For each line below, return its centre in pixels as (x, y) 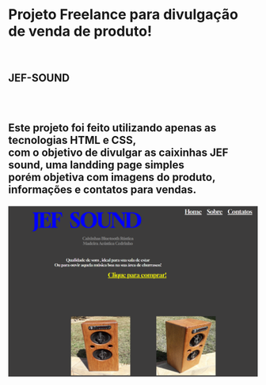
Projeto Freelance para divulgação (123, 15)
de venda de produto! (80, 31)
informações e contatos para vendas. (103, 189)
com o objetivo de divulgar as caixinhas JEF (118, 152)
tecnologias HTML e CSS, (72, 140)
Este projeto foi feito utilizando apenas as (112, 128)
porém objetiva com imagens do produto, (112, 177)
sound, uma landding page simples (96, 165)
